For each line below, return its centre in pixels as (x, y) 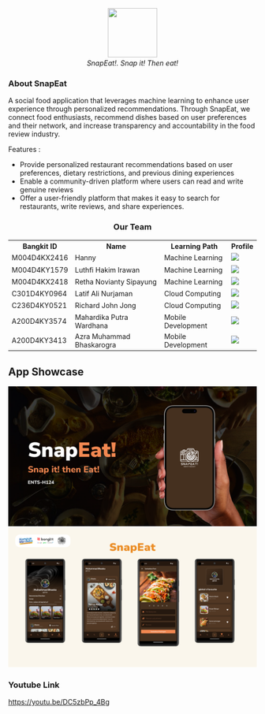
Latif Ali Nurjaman (104, 294)
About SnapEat (37, 84)
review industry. (34, 134)
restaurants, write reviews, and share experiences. (102, 206)
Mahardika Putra (101, 317)
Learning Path (194, 247)
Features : (24, 150)
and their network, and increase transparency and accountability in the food (132, 126)
